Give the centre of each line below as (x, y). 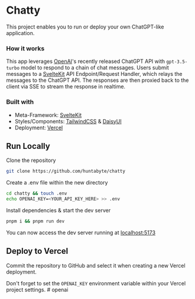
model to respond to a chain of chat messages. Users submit (95, 68)
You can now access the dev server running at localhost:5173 (81, 233)
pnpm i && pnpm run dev (35, 221)
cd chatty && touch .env (37, 193)
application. (20, 33)
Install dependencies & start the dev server (58, 210)
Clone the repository (31, 160)
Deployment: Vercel (39, 128)
